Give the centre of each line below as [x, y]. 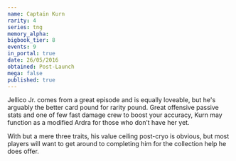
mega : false [25, 73]
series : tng [25, 27]
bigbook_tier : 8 [31, 40]
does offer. [23, 151]
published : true [31, 80]
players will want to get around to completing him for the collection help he [117, 144]
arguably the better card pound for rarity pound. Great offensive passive [113, 108]
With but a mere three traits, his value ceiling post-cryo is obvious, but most [118, 136]
